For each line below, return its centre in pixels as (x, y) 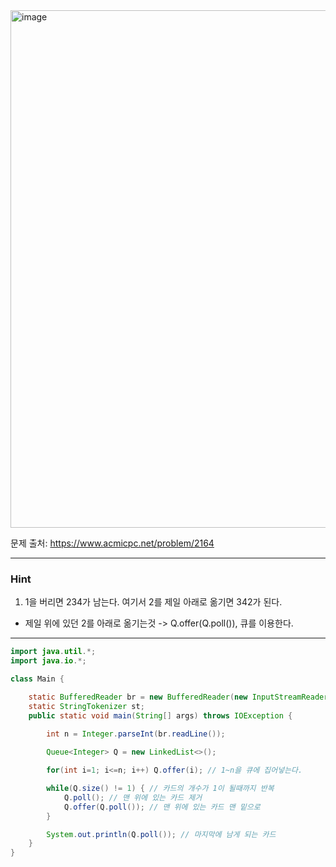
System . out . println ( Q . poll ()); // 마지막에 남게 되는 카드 (161, 834)
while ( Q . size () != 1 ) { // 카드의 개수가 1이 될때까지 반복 (160, 789)
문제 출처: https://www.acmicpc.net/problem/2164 (112, 543)
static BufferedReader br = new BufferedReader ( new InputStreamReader (178, 697)
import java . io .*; (48, 661)
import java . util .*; (53, 652)
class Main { (37, 679)
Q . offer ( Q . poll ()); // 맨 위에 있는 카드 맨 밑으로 (162, 807)
